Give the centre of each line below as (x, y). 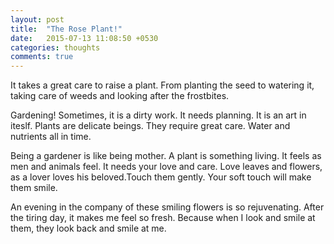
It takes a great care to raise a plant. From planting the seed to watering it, (162, 85)
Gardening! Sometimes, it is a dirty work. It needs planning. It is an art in (158, 115)
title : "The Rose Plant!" (66, 29)
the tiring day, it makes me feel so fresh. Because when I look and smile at (163, 218)
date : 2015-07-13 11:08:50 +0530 (84, 38)
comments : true (42, 57)
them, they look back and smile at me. (88, 228)
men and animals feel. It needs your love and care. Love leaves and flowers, (166, 167)
